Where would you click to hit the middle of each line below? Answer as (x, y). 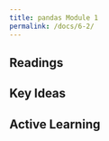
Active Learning (55, 124)
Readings (36, 63)
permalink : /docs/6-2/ (52, 26)
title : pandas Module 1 (54, 18)
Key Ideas (37, 94)
